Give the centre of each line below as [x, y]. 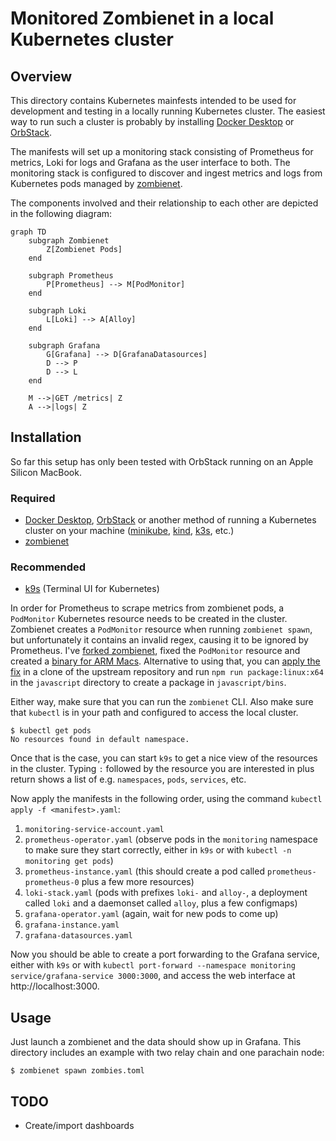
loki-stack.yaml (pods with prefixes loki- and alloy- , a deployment [166, 893]
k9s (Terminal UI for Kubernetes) [92, 589]
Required [33, 498]
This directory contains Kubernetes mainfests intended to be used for [153, 100]
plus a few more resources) [138, 882]
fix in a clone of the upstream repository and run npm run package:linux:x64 [167, 672]
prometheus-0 [52, 883]
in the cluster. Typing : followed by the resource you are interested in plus [162, 769]
